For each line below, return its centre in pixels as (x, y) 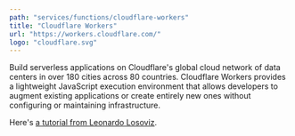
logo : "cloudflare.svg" (53, 42)
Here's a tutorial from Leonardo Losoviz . (83, 123)
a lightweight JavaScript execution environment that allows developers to (144, 86)
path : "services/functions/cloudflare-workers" (99, 17)
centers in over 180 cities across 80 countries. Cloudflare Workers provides (148, 77)
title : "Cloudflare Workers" (63, 26)
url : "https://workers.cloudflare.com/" (86, 34)
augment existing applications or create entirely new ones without (130, 96)
